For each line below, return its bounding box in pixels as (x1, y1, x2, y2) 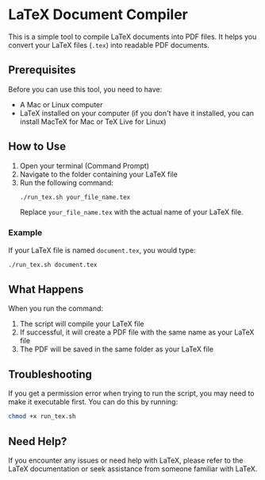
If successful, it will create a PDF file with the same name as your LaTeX (19, 327, 255, 337)
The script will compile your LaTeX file (19, 319, 144, 329)
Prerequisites (8, 64, 76, 77)
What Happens (8, 283, 84, 296)
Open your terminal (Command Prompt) (19, 161, 149, 170)
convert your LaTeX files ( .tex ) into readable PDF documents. (8, 40, 210, 49)
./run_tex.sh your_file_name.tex (19, 193, 131, 201)
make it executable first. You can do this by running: (8, 397, 179, 407)
